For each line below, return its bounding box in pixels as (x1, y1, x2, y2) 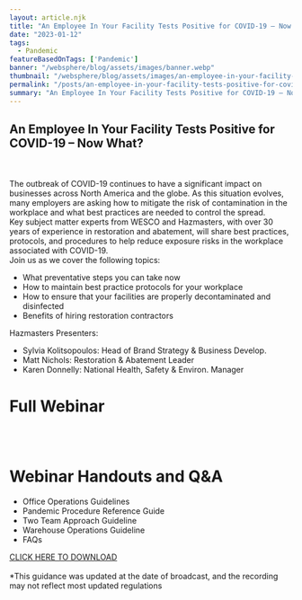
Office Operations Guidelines (22, 496, 130, 507)
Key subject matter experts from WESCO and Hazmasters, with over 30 (9, 216, 274, 227)
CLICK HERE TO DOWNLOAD (9, 551, 118, 562)
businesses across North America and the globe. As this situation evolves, (9, 188, 285, 199)
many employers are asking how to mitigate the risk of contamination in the (9, 198, 288, 208)
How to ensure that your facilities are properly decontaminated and (22, 291, 271, 302)
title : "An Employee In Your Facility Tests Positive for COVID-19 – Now (9, 22, 292, 31)
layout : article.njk (9, 13, 87, 22)
